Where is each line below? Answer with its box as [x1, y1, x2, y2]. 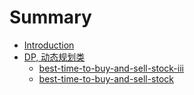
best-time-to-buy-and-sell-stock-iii [38, 62, 184, 74]
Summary [9, 6, 92, 29]
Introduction [23, 39, 75, 51]
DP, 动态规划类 [23, 51, 86, 63]
